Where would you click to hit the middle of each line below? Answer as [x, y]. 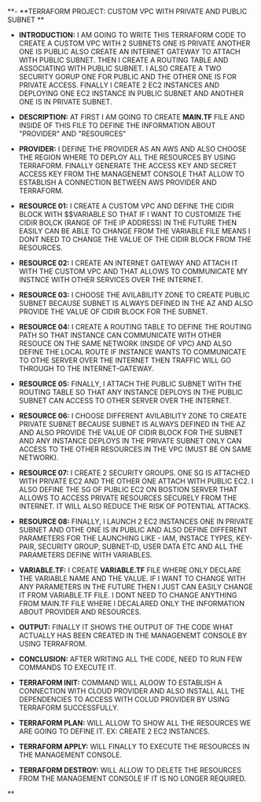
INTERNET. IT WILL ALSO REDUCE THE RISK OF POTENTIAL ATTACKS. [134, 506]
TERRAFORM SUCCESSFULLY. [69, 708]
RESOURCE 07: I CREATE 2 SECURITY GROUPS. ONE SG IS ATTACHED [134, 473]
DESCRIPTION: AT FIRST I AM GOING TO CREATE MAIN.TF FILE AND [132, 117]
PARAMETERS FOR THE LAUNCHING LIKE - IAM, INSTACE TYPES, [127, 538]
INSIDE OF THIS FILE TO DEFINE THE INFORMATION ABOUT [117, 125]
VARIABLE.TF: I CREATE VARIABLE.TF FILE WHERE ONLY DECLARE [130, 570]
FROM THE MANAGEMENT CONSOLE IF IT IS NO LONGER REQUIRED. [132, 778]
